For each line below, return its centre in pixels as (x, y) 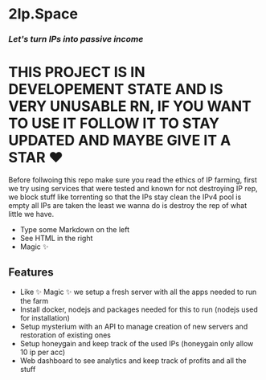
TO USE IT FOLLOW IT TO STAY (114, 123)
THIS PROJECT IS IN (77, 72)
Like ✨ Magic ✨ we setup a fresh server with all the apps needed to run (138, 292)
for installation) (45, 317)
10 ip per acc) (43, 352)
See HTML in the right (56, 239)
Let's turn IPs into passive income (76, 39)
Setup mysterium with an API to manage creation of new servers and (134, 326)
